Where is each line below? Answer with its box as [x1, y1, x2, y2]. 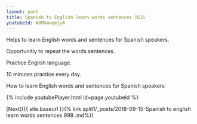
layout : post [6, 8, 39, 15]
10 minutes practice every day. [6, 71, 82, 78]
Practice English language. [6, 59, 72, 66]
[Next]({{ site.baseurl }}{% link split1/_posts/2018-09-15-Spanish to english [6, 106, 191, 113]
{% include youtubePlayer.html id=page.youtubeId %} [6, 94, 139, 101]
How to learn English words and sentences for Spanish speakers [6, 82, 165, 89]
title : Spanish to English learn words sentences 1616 [6, 14, 146, 20]
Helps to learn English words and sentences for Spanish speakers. [6, 36, 170, 44]
